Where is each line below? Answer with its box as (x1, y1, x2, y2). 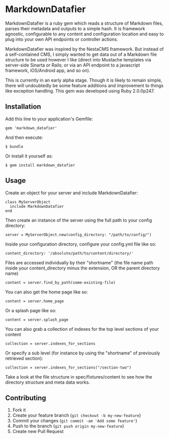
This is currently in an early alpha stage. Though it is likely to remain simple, (5, 77, 162, 83)
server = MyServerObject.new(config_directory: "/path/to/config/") (5, 232, 152, 237)
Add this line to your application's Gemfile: (5, 116, 93, 122)
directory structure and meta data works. (5, 379, 91, 385)
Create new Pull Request (12, 428, 64, 434)
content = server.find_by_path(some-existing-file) (5, 280, 116, 285)
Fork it (12, 407, 26, 413)
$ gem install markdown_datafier (5, 163, 75, 168)
